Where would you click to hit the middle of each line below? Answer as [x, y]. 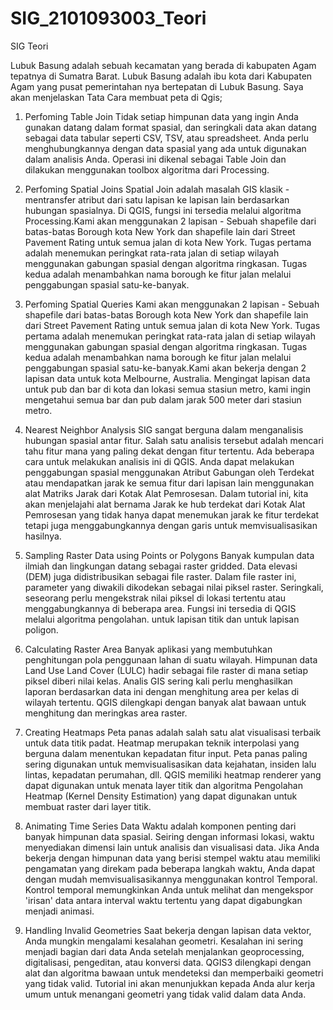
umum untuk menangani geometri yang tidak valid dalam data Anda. [165, 994]
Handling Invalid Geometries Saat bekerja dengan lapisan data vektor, [168, 930]
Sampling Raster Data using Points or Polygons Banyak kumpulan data [169, 555]
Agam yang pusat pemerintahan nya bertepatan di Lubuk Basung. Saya [157, 86]
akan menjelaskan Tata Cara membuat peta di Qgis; [116, 97]
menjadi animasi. [59, 911]
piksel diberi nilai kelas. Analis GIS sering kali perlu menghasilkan [158, 681]
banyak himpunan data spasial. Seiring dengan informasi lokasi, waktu [169, 836]
